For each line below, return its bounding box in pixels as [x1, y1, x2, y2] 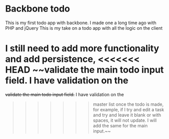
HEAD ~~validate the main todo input [5, 64, 164, 76]
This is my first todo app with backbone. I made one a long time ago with [5, 20, 156, 26]
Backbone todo [5, 3, 71, 15]
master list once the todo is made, [93, 101, 164, 107]
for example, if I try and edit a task [93, 106, 164, 112]
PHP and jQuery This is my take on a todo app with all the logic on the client [5, 25, 163, 31]
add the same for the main [93, 122, 148, 128]
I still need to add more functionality [5, 43, 159, 54]
